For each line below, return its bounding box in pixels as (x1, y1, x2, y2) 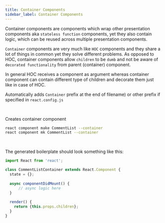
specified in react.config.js (5, 96, 63, 102)
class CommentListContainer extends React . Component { (5, 167, 121, 172)
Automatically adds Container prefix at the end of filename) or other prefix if (5, 91, 161, 97)
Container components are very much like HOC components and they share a (5, 46, 161, 52)
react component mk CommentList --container (5, 130, 99, 135)
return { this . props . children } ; (14, 204, 79, 209)
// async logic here (18, 186, 61, 191)
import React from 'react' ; (5, 158, 63, 163)
